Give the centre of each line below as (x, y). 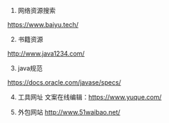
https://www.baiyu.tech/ (43, 25)
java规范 (30, 68)
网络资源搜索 (36, 10)
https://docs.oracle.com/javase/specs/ (64, 82)
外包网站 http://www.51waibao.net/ (69, 112)
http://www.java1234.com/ (46, 53)
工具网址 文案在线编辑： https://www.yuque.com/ (89, 97)
